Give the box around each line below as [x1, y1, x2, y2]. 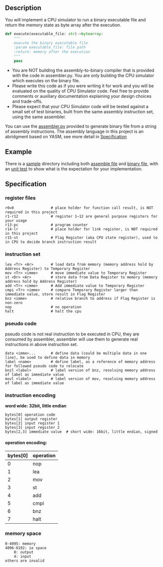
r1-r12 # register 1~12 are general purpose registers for [5, 214, 158, 219]
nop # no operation [5, 304, 82, 310]
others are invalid [5, 558, 45, 563]
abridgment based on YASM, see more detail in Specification [5, 133, 127, 139]
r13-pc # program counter [5, 222, 89, 228]
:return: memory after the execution [14, 50, 91, 55]
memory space [5, 530, 41, 537]
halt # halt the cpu [5, 309, 82, 313]
